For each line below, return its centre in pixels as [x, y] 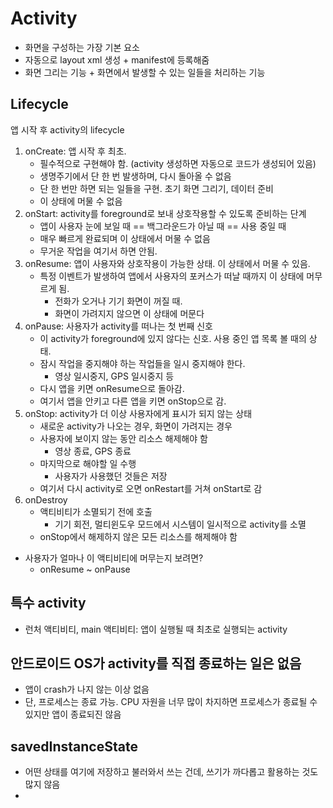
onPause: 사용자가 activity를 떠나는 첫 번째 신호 [119, 326]
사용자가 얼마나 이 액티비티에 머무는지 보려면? [114, 558]
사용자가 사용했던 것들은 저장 [111, 476]
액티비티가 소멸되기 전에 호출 [96, 511]
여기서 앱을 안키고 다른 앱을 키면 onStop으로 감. [133, 401]
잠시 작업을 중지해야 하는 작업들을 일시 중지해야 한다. [142, 363]
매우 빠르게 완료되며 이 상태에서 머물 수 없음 [125, 238]
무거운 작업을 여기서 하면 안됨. [98, 251]
